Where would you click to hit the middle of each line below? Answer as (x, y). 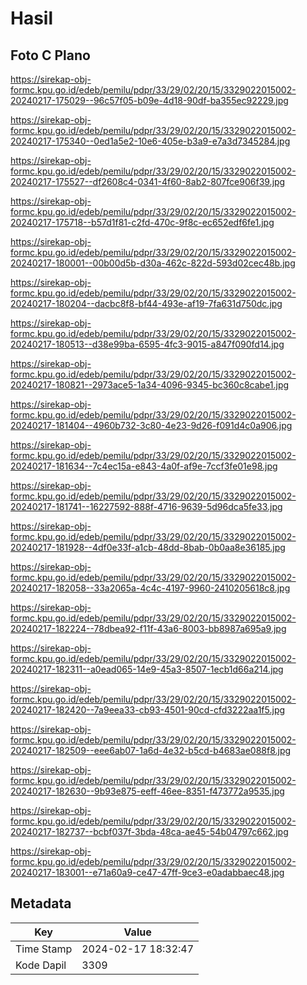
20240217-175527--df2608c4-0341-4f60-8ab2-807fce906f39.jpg (148, 181)
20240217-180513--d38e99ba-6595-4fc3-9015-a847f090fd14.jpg (147, 344)
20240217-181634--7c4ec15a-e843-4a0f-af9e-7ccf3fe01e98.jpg (144, 466)
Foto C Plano (50, 55)
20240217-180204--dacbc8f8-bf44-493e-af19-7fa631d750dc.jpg (146, 303)
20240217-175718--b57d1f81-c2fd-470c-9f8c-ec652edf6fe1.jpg (142, 222)
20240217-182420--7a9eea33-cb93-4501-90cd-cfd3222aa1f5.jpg (148, 710)
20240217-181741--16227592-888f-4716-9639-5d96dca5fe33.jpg (146, 506)
